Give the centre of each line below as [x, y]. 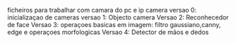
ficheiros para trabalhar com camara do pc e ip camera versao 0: [102, 10]
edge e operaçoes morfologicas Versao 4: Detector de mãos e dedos [108, 32]
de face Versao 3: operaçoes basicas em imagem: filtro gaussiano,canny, [114, 25]
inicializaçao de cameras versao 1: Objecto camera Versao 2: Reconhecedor [118, 17]
